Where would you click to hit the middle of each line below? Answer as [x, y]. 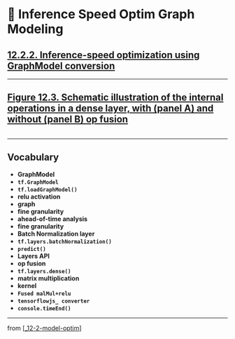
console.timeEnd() [44, 308]
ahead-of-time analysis [52, 219]
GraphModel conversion [61, 66]
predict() [32, 249]
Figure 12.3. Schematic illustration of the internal [115, 98]
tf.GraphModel [38, 182]
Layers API [34, 256]
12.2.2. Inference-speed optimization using [104, 55]
